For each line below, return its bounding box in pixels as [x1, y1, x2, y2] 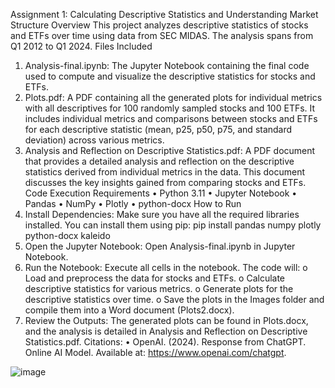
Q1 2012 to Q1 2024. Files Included [10, 40, 153, 52]
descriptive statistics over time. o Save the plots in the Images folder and [24, 294, 325, 305]
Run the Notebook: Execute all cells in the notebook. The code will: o [24, 262, 308, 273]
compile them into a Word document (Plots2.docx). [24, 304, 235, 316]
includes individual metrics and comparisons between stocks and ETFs [24, 113, 318, 124]
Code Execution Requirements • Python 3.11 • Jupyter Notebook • [24, 187, 298, 199]
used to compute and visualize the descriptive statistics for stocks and [24, 70, 316, 82]
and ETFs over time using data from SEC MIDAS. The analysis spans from [10, 30, 314, 41]
